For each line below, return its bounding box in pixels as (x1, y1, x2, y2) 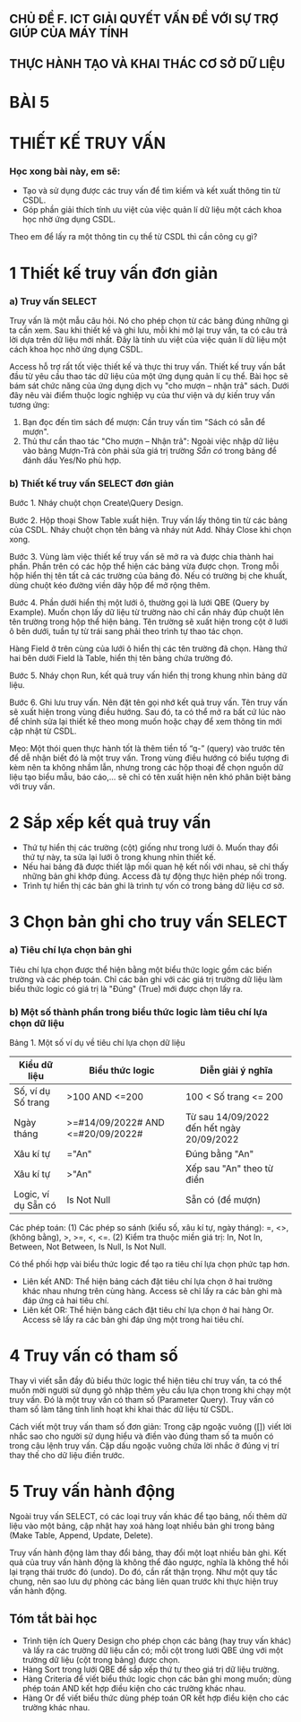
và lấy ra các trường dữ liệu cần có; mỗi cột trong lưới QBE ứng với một (21, 1645, 284, 1656)
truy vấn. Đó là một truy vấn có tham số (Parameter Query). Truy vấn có (9, 1394, 275, 1405)
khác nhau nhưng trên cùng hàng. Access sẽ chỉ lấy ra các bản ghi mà (21, 1285, 282, 1296)
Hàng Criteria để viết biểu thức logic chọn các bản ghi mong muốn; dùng (21, 1673, 292, 1684)
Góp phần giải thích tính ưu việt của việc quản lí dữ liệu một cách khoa (21, 204, 282, 215)
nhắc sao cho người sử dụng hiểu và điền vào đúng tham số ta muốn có (9, 1431, 274, 1441)
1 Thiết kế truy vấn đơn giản (9, 263, 219, 283)
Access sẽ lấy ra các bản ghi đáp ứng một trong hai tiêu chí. (21, 1314, 245, 1325)
